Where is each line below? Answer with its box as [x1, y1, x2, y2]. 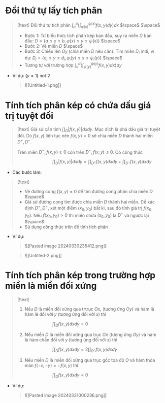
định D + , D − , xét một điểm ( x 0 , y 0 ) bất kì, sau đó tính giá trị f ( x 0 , [24, 204, 153, 212]
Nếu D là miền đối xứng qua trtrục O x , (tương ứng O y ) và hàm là [24, 306, 154, 312]
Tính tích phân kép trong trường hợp [5, 270, 156, 281]
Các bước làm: [12, 169, 42, 175]
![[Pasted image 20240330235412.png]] [24, 243, 107, 249]
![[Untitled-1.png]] [24, 82, 62, 88]
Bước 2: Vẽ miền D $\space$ [24, 43, 83, 49]
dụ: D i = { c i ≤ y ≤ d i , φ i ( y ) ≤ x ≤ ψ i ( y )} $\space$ [24, 55, 123, 62]
